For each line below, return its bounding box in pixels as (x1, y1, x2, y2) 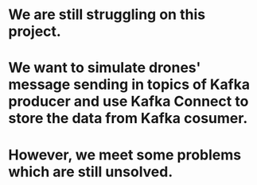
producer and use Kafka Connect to (8, 93, 249, 110)
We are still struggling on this (8, 6, 205, 24)
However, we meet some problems (8, 145, 241, 164)
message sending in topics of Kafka (8, 75, 251, 94)
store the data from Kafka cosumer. (8, 110, 248, 128)
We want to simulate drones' (8, 59, 201, 77)
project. (8, 22, 61, 40)
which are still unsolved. (8, 163, 173, 180)
